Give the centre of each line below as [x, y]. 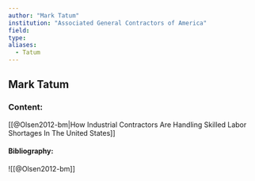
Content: [26, 107]
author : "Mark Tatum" [44, 15]
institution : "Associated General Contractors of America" [108, 23]
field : [19, 30]
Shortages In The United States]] [62, 133]
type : [17, 38]
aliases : [23, 45]
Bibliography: [31, 151]
